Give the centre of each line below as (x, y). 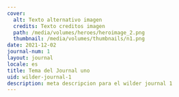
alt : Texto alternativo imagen (58, 20)
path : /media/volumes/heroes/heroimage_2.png (79, 32)
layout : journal (30, 58)
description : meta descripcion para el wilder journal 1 (90, 83)
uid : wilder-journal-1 (39, 77)
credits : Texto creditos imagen (59, 26)
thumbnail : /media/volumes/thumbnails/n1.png (79, 39)
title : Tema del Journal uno (49, 70)
